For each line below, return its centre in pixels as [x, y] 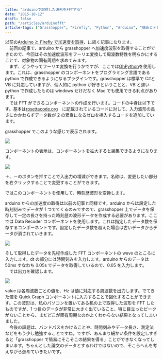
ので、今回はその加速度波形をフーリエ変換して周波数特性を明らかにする [86, 54]
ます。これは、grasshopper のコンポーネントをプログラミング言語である [78, 72]
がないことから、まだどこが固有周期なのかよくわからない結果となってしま [79, 315]
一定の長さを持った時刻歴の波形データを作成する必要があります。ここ [88, 215]
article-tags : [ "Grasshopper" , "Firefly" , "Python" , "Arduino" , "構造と [79, 28]
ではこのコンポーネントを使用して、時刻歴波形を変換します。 [66, 193]
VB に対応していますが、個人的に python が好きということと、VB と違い [77, 85]
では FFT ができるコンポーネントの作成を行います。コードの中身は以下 [80, 103]
